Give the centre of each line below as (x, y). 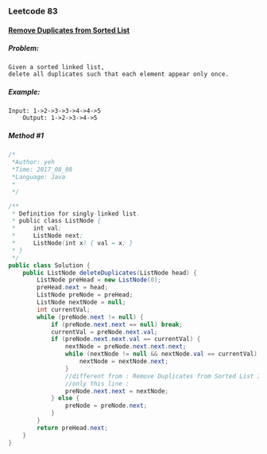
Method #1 (26, 136)
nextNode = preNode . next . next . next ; (126, 347)
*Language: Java (39, 177)
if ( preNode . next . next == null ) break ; (116, 324)
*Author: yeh (33, 162)
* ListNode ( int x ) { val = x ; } (72, 243)
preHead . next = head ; (73, 288)
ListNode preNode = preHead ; (85, 295)
